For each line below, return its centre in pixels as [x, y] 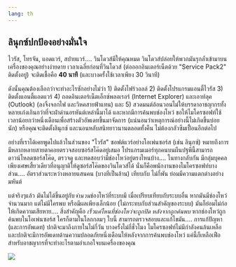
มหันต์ [15, 182]
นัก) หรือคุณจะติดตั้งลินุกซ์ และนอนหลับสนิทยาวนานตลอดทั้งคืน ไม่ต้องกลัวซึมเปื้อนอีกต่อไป [112, 128]
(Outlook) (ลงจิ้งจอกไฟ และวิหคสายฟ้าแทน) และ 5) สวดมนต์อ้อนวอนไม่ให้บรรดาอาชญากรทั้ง [117, 104]
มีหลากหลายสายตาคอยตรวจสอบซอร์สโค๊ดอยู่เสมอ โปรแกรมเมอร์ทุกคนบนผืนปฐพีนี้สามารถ [110, 150]
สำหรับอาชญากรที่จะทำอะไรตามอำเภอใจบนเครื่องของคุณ [72, 243]
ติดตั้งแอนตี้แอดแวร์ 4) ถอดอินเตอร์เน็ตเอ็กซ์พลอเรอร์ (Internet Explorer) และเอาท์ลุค [110, 97]
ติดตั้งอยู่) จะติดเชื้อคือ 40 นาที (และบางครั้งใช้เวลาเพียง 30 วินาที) [84, 75]
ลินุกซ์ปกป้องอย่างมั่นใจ [48, 42]
